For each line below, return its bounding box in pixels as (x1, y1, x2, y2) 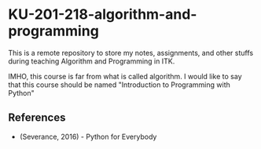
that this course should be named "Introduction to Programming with (8, 80, 230, 89)
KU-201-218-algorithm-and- (8, 5, 197, 24)
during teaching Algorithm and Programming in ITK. (8, 56, 175, 66)
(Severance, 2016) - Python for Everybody (19, 132, 157, 141)
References (8, 111, 66, 125)
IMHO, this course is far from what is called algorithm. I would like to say (8, 71, 242, 81)
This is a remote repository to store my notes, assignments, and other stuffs (8, 48, 254, 57)
